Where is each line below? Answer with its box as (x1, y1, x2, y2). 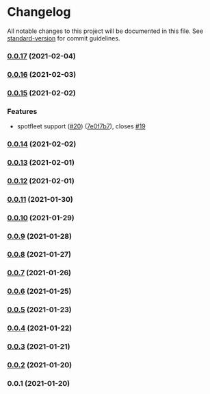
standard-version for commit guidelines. (7, 34, 120, 42)
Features (7, 106, 38, 116)
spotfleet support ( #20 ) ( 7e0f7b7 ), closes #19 (16, 122, 146, 130)
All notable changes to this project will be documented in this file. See (7, 27, 204, 35)
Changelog (7, 4, 71, 20)
